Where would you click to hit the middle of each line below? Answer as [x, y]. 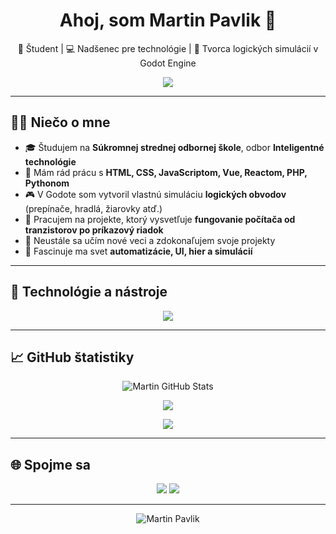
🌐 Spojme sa [50, 464]
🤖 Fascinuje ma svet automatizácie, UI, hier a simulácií [138, 251]
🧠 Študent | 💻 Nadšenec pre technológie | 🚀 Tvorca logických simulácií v [168, 48]
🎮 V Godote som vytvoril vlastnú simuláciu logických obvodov [155, 194]
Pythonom [47, 183]
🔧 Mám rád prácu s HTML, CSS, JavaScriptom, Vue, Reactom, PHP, [166, 172]
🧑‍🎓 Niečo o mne [60, 122]
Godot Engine [168, 63]
